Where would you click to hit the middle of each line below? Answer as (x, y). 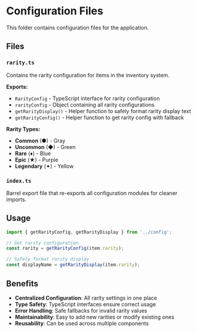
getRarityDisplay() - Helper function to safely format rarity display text (103, 111)
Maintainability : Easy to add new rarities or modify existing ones (95, 317)
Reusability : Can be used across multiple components (82, 323)
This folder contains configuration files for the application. (78, 28)
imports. (16, 199)
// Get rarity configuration (42, 243)
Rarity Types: (23, 129)
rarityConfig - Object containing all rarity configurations (84, 105)
